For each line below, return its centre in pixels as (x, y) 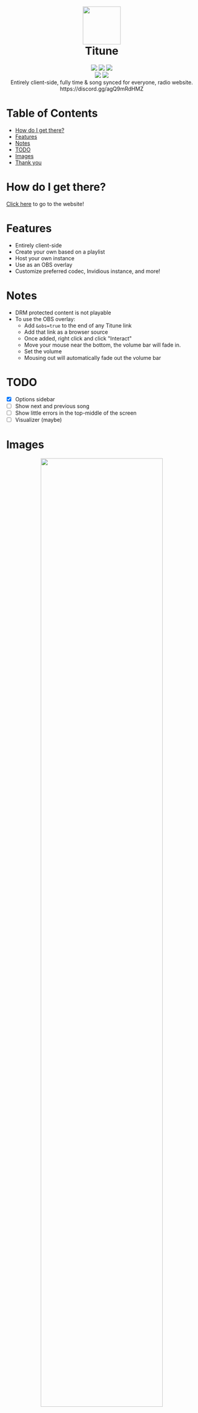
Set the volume (43, 351)
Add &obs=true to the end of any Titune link (78, 325)
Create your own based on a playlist (60, 252)
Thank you (28, 162)
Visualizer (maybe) (38, 420)
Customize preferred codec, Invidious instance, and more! (87, 271)
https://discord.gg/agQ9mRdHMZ (102, 89)
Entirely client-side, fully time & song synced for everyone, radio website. (102, 82)
